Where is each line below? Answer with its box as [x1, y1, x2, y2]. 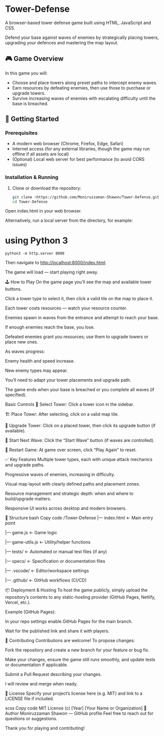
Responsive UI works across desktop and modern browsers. [5, 505, 127, 511]
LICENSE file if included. [5, 696, 54, 702]
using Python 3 [5, 235, 68, 246]
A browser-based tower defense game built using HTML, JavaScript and [5, 20, 151, 26]
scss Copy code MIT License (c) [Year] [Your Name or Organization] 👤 [5, 705, 147, 711]
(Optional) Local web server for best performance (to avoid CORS [12, 156, 145, 162]
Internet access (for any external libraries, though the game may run [12, 146, 150, 152]
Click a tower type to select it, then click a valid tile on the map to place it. [5, 296, 154, 302]
